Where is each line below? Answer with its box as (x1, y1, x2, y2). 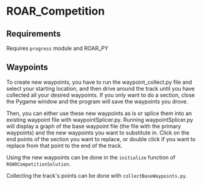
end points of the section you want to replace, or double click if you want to (6, 135, 196, 142)
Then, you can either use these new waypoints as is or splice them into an (6, 110, 192, 117)
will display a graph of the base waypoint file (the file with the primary (6, 122, 181, 130)
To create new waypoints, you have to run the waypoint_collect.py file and (6, 78, 192, 86)
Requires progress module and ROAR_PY (6, 44, 108, 52)
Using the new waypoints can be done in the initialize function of (6, 153, 176, 161)
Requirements (6, 29, 61, 39)
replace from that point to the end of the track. (6, 142, 123, 149)
